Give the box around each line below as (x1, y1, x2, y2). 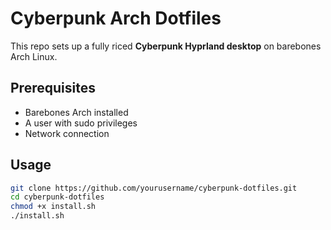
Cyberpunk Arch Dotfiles (10, 7, 222, 30)
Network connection (24, 127, 110, 139)
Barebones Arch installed (24, 106, 129, 118)
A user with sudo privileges (24, 117, 138, 129)
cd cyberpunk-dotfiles (10, 192, 105, 202)
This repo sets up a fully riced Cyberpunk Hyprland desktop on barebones (10, 40, 322, 52)
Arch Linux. (10, 50, 58, 62)
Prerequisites (10, 80, 96, 97)
